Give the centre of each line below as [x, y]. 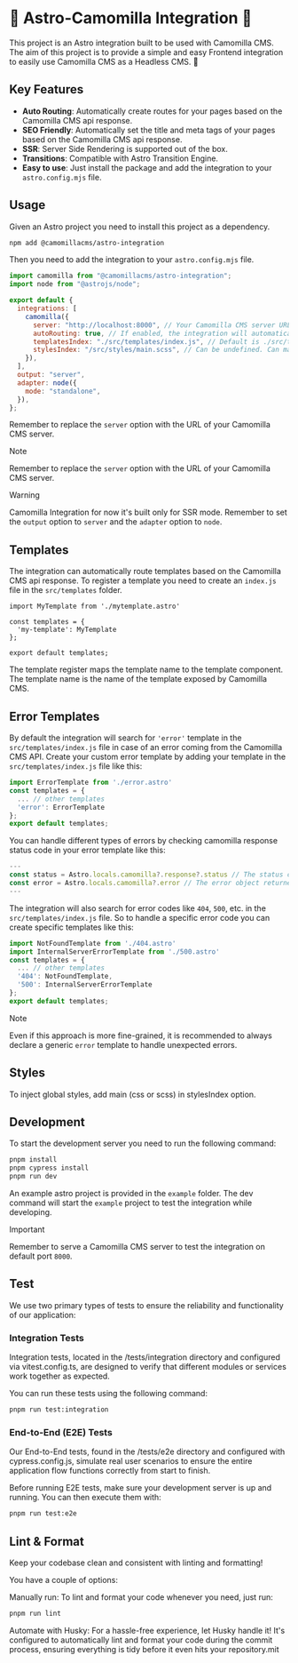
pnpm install [33, 1160]
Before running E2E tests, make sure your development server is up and [141, 1488]
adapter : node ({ [47, 383]
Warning [24, 495]
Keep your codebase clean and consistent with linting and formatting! [136, 1563]
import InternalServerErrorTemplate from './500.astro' [114, 951]
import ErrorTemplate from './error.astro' [91, 783]
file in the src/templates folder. [66, 590]
